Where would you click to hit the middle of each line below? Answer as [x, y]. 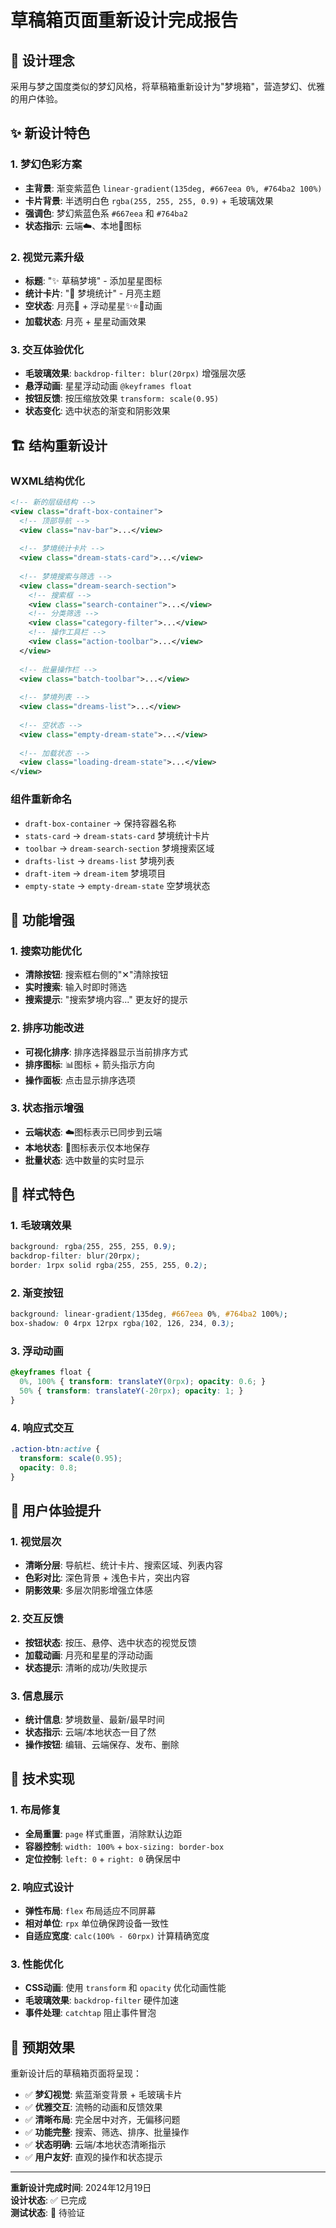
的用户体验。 [36, 99]
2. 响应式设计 [42, 1887]
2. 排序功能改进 [47, 1028]
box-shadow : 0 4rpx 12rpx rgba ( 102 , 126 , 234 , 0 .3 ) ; [122, 1324]
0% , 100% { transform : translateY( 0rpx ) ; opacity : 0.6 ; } [143, 1382]
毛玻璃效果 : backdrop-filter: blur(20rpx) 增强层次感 [135, 373]
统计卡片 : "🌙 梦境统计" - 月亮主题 [93, 293]
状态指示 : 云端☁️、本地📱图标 [83, 225]
